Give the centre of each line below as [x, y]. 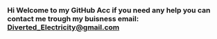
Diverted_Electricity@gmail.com [63, 27]
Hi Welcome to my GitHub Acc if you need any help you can [109, 10]
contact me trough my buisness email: [73, 18]
